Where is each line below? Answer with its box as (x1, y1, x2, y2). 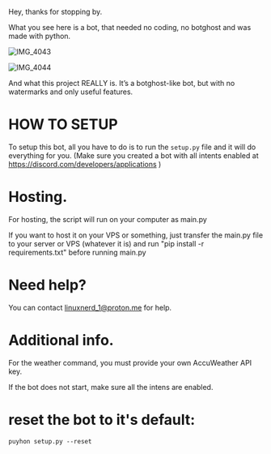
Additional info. (8, 332, 115, 349)
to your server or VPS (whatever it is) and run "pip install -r (8, 238, 205, 248)
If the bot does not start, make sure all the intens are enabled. (8, 382, 214, 392)
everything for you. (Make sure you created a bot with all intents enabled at (8, 150, 259, 161)
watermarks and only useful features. (8, 87, 133, 96)
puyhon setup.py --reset (8, 437, 92, 445)
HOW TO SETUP (8, 115, 119, 134)
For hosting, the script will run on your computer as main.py (8, 214, 208, 224)
